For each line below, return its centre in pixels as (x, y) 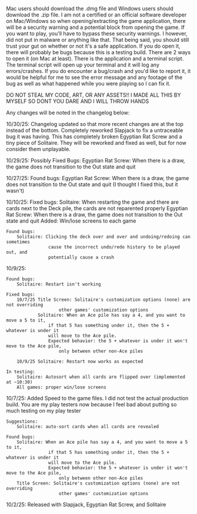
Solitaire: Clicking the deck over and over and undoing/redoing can (104, 237)
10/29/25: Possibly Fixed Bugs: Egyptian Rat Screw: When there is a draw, (96, 160)
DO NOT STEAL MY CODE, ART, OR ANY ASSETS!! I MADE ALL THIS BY (94, 95)
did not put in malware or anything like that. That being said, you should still (98, 40)
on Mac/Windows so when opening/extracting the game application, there (96, 21)
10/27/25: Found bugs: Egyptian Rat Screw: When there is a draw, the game (98, 178)
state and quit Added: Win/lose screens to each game (71, 221)
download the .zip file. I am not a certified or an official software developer (96, 15)
